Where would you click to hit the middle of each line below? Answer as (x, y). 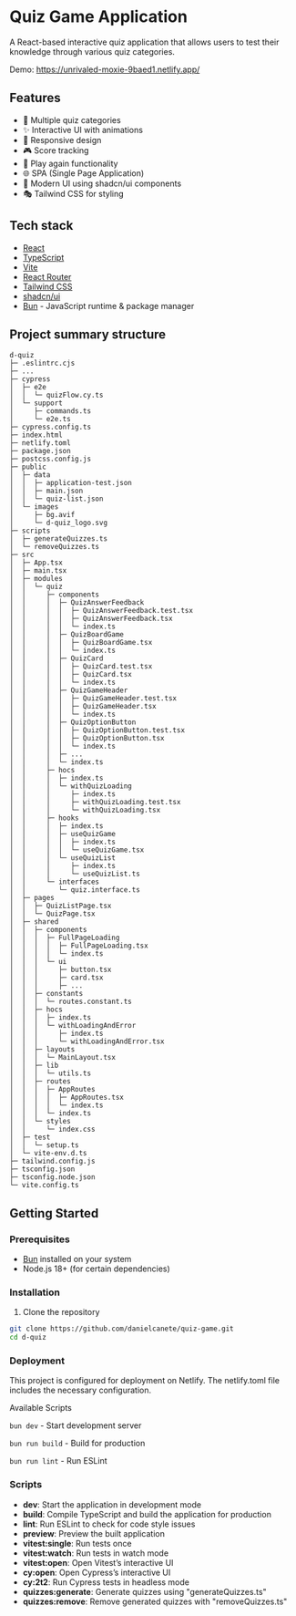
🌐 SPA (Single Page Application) (83, 173)
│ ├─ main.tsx (38, 571)
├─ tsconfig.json (42, 1169)
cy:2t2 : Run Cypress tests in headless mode (106, 1582)
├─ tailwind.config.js (52, 1161)
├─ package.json (40, 451)
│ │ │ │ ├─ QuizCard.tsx (71, 675)
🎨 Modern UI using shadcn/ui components (102, 183)
